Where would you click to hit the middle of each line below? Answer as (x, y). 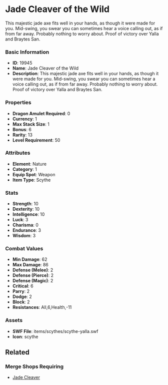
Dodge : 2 (22, 297)
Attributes (18, 153)
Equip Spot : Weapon (34, 174)
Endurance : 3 (27, 230)
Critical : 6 (23, 286)
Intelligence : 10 (28, 214)
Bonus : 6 (22, 129)
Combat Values (24, 249)
